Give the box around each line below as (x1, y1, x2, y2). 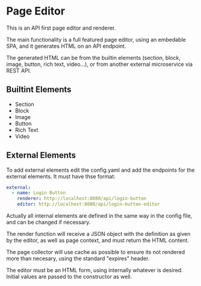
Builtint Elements (6, 85, 72, 95)
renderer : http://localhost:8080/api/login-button (17, 195, 147, 202)
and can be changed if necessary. (6, 219, 91, 226)
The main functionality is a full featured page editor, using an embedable (6, 36, 187, 43)
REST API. (6, 67, 31, 74)
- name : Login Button (11, 190, 66, 196)
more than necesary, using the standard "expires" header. (6, 255, 150, 262)
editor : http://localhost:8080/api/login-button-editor (17, 201, 161, 207)
